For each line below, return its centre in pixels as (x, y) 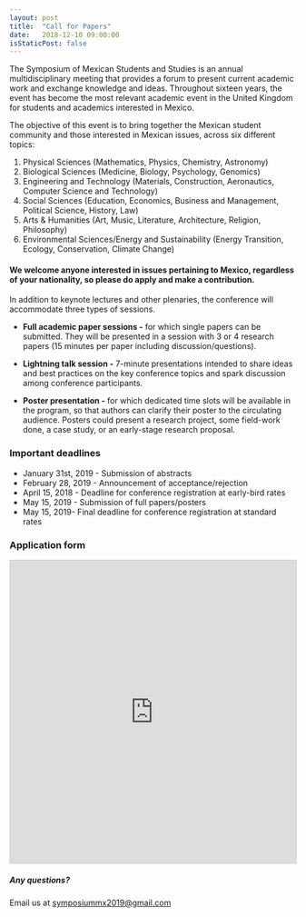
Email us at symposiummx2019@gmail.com (90, 903)
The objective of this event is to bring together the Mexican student (135, 125)
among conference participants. (83, 384)
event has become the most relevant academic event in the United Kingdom (151, 98)
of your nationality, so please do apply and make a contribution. (132, 279)
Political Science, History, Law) (80, 211)
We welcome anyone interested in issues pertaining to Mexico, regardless (152, 270)
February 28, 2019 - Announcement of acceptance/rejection (135, 483)
